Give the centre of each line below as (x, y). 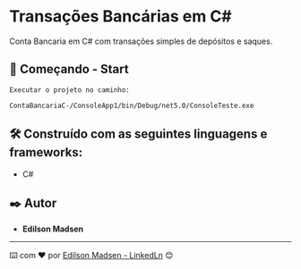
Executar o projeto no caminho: (69, 90)
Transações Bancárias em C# (121, 17)
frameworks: (46, 152)
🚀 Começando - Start (69, 69)
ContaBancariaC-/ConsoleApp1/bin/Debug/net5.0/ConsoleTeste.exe (132, 105)
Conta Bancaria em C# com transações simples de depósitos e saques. (141, 41)
